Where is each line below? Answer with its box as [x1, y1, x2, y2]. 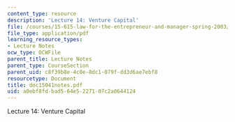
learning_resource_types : [7, 36, 83, 43]
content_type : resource [7, 10, 77, 17]
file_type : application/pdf [7, 29, 90, 37]
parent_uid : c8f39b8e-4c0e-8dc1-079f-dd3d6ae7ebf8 [7, 68, 158, 75]
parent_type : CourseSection [7, 62, 90, 69]
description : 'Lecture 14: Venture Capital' [7, 17, 139, 24]
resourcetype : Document [7, 75, 77, 82]
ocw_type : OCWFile [7, 49, 61, 56]
